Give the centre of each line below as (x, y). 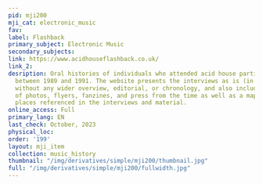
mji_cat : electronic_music (52, 23)
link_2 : (21, 67)
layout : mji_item (36, 146)
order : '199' (29, 139)
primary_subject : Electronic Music (66, 45)
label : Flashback (36, 37)
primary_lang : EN (36, 117)
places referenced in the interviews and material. (101, 103)
